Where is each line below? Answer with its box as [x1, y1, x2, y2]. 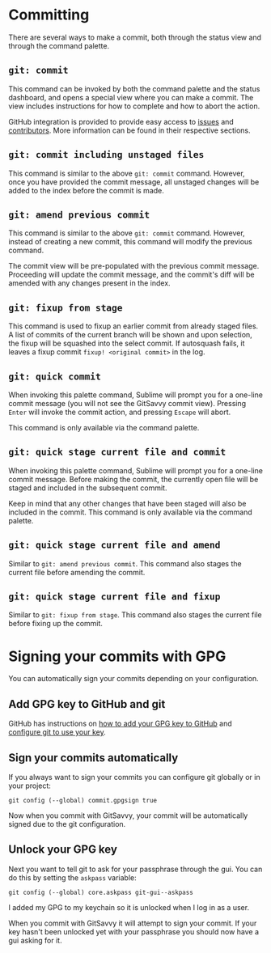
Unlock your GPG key [8, 843, 117, 857]
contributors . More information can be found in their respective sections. [8, 125, 251, 135]
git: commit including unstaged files [8, 149, 205, 161]
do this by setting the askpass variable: [8, 872, 137, 883]
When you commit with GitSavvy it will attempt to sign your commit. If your [8, 918, 257, 928]
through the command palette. [8, 40, 110, 50]
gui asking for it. [8, 935, 62, 945]
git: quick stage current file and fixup [8, 591, 221, 603]
